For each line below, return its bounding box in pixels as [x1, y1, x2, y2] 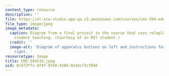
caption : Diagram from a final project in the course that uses [10, 30, 147, 35]
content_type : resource [5, 7, 55, 12]
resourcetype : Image [5, 53, 49, 59]
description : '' [5, 12, 39, 17]
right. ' [14, 49, 33, 54]
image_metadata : [5, 26, 39, 31]
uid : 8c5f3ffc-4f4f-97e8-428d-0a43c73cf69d [5, 63, 98, 68]
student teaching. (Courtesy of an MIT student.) [14, 35, 121, 40]
